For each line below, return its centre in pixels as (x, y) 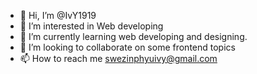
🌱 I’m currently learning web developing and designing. (133, 36)
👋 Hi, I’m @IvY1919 (58, 15)
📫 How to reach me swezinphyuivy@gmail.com (118, 58)
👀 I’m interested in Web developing (91, 26)
